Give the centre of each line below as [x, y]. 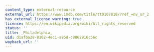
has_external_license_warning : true [43, 19]
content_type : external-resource [40, 10]
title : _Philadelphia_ [29, 33]
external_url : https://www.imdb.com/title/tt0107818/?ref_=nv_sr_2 [77, 14]
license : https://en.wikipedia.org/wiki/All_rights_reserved [70, 24]
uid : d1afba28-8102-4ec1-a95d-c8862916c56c [51, 38]
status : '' [17, 28]
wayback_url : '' [22, 42]
